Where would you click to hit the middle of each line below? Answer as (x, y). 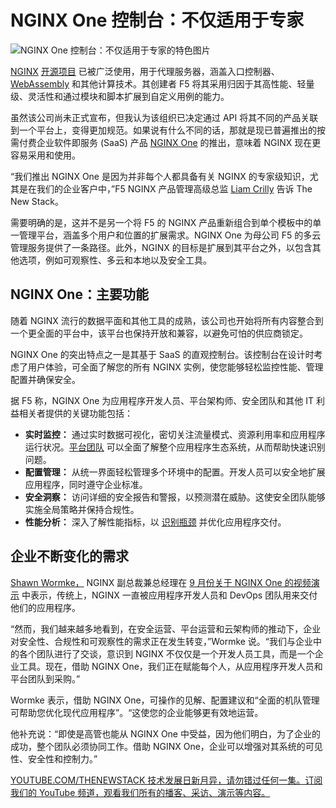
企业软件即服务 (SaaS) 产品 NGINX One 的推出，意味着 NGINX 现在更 (179, 142)
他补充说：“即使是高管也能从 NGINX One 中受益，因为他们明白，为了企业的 (165, 733)
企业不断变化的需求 (69, 556)
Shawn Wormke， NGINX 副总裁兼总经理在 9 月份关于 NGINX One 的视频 (161, 582)
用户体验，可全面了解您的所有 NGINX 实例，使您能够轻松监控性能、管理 (175, 367)
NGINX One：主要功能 (79, 294)
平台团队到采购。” (45, 678)
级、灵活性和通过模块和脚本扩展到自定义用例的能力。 (120, 96)
